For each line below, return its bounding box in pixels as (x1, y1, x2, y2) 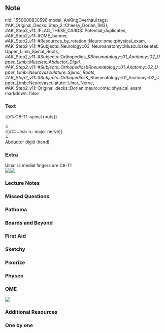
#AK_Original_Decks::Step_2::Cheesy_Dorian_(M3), (5, 22, 109, 28)
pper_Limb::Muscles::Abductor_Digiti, (5, 59, 81, 65)
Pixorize (5, 259, 26, 266)
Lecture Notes (5, 180, 40, 187)
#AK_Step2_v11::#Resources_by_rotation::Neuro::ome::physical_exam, (5, 38, 146, 44)
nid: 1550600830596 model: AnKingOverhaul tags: (5, 17, 108, 23)
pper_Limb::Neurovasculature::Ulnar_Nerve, (5, 80, 95, 86)
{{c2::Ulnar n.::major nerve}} (5, 129, 63, 134)
